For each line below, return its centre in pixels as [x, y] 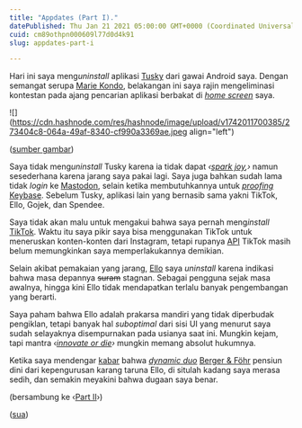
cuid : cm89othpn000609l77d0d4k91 [72, 34]
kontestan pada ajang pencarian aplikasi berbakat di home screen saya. [142, 95]
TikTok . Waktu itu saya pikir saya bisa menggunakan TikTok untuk [131, 232]
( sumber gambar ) [42, 149]
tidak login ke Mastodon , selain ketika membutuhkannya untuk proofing [142, 186]
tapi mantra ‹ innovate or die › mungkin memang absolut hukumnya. [133, 343]
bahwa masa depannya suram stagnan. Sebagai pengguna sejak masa [140, 278]
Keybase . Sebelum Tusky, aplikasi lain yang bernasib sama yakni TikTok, [144, 195]
